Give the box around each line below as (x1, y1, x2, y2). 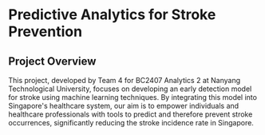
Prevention (8, 22, 82, 41)
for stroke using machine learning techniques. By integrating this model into (8, 93, 258, 101)
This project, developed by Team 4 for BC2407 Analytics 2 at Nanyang (8, 76, 241, 85)
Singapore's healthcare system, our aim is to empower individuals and (8, 101, 239, 110)
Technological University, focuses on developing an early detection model (8, 84, 252, 93)
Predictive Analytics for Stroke (8, 6, 216, 24)
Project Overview (8, 54, 97, 68)
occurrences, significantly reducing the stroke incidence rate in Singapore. (8, 118, 254, 127)
